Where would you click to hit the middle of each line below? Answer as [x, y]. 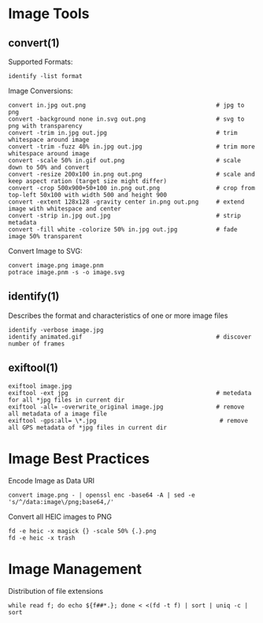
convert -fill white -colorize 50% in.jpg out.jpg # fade [123, 229]
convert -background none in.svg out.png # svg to [126, 119]
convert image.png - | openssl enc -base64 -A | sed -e [102, 495]
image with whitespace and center [65, 209]
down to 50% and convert [49, 167]
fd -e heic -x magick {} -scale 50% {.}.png [82, 531]
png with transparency [45, 126]
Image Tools [49, 14]
